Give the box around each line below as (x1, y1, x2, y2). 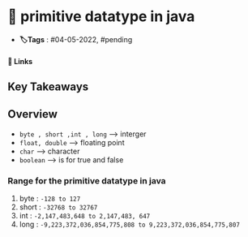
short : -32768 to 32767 (19, 202, 98, 212)
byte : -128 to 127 (19, 194, 81, 204)
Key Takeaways (7, 80, 89, 93)
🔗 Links (7, 56, 33, 66)
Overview (7, 107, 58, 121)
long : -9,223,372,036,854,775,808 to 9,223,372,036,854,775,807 (19, 219, 241, 230)
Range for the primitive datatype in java (7, 175, 167, 186)
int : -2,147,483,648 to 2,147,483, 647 (19, 211, 151, 221)
